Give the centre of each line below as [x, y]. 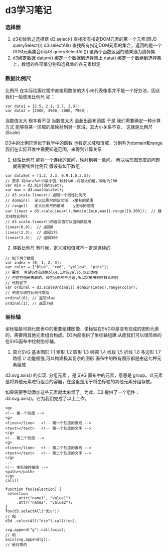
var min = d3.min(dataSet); [35, 185]
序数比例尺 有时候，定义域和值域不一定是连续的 [61, 248]
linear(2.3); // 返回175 [31, 232]
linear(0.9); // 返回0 [29, 227]
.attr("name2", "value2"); [44, 503]
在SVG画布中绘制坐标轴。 [32, 342]
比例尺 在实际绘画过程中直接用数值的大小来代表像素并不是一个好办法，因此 [83, 90]
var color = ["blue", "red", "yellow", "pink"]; [57, 267]
